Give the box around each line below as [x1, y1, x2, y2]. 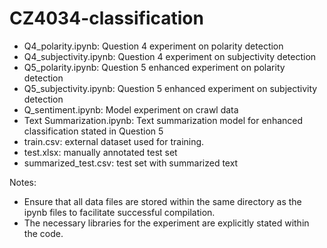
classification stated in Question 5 [23, 125, 164, 137]
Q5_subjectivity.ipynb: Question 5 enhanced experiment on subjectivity [23, 82, 318, 94]
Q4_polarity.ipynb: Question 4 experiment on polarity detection [23, 40, 284, 52]
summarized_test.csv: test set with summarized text [23, 157, 239, 169]
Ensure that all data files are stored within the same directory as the [23, 195, 302, 207]
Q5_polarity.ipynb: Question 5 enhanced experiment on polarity [23, 61, 286, 73]
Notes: [9, 176, 37, 188]
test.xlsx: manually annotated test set [23, 146, 178, 158]
